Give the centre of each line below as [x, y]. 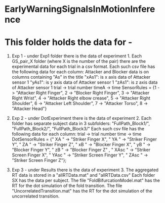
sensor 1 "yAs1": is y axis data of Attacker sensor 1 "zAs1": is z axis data [84, 82]
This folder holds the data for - [68, 42]
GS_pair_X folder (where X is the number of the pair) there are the [79, 61]
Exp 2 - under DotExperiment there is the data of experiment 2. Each [82, 118]
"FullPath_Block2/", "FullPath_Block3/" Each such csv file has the [78, 129]
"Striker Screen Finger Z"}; [39, 160]
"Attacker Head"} [29, 109]
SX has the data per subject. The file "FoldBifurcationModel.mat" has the [86, 180]
